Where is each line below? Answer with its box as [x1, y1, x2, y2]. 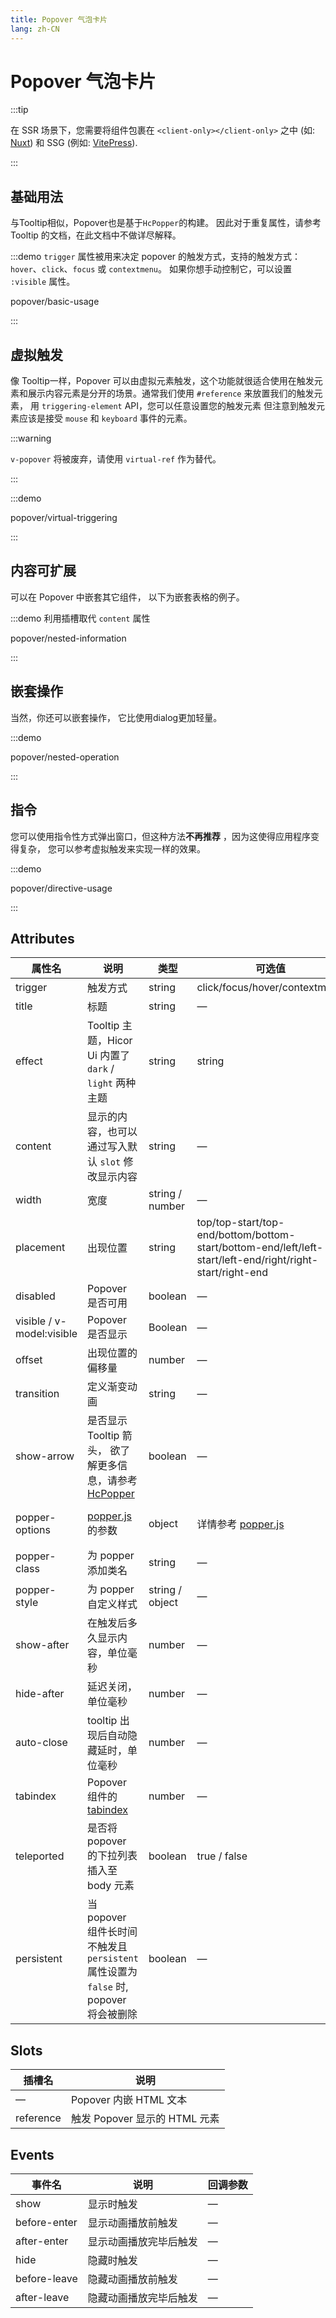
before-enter [15, 2215, 78, 2229]
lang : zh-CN [10, 24, 60, 34]
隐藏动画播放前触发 [87, 2272, 178, 2286]
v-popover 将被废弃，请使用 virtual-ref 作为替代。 [10, 453, 222, 465]
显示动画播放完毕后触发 [87, 2234, 198, 2248]
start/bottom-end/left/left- [196, 1241, 324, 1255]
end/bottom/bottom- [196, 1228, 296, 1242]
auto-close [15, 1736, 68, 1750]
